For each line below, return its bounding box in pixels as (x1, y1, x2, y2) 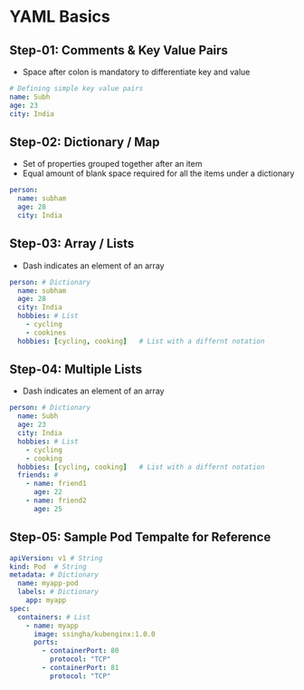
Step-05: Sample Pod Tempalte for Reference (9, 530, 271, 545)
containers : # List (17, 612, 91, 622)
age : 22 (33, 488, 63, 497)
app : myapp (25, 596, 67, 605)
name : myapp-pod (17, 578, 79, 588)
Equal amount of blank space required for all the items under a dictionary (22, 168, 295, 179)
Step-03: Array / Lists (9, 236, 135, 251)
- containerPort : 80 (42, 646, 119, 656)
